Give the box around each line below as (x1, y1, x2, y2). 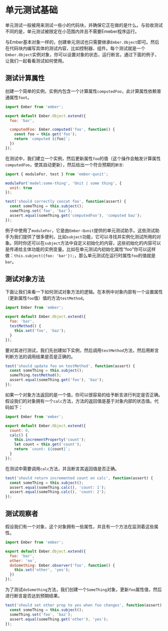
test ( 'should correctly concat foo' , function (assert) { (5, 199, 126, 204)
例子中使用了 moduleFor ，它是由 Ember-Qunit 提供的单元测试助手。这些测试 (5, 227, 155, 233)
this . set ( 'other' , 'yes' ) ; (14, 567, 70, 572)
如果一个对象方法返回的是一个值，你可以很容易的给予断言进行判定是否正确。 (5, 392, 163, 398)
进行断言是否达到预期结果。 (5, 593, 62, 598)
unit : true (9, 185, 32, 190)
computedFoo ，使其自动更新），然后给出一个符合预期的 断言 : (5, 161, 124, 168)
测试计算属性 (5, 74, 45, 83)
